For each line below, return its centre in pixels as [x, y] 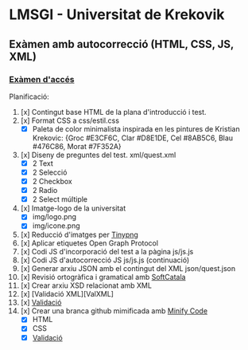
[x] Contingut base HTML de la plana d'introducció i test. [113, 112]
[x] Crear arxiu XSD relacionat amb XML [86, 285]
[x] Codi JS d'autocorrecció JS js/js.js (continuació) [105, 260]
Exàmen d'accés [42, 79]
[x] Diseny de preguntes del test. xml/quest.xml [98, 155]
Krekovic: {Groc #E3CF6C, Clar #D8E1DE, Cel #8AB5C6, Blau [133, 138]
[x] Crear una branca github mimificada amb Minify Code [114, 311]
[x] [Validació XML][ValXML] [67, 294]
